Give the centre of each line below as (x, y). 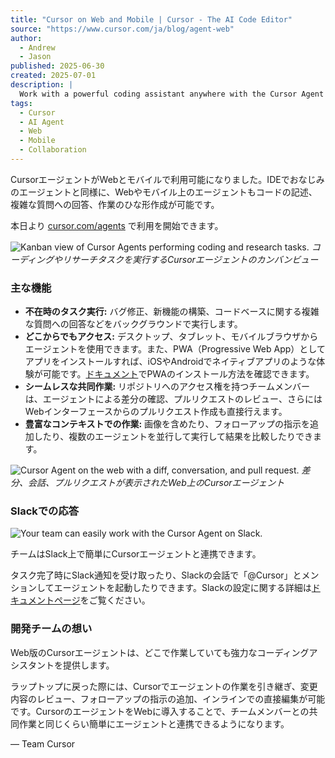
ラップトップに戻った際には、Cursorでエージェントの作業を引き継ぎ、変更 (164, 686)
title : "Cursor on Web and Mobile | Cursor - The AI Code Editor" (151, 19)
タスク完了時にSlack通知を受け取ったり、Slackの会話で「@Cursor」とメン (165, 575)
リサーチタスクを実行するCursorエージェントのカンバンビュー (190, 259)
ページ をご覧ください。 (102, 600)
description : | (42, 85)
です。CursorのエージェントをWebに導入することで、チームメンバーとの (160, 711)
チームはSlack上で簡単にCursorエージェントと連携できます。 (136, 554)
